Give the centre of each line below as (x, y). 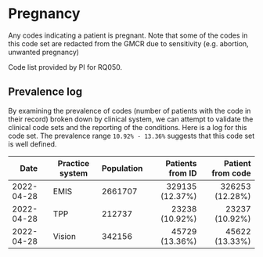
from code (231, 173)
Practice (74, 163)
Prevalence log (45, 92)
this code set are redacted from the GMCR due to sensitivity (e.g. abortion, (128, 43)
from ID (183, 173)
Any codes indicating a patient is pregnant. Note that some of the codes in (128, 35)
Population (122, 168)
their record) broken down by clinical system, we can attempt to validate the (131, 119)
